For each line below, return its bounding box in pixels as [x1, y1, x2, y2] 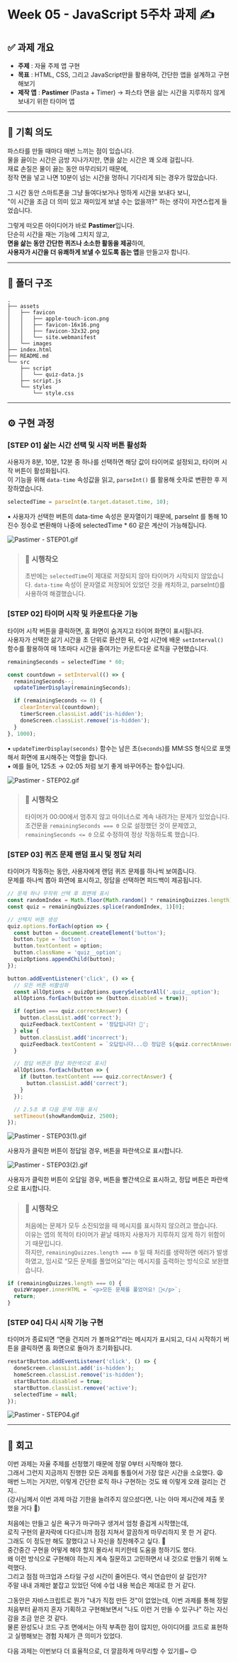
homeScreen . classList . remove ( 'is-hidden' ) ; [13, 1371, 144, 1379]
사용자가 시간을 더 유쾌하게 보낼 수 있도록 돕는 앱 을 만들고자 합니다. [7, 248, 190, 256]
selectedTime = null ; [13, 1391, 78, 1398]
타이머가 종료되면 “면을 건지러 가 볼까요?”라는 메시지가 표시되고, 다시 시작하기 [7, 1335, 222, 1343]
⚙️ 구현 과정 [7, 417, 55, 429]
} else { [13, 1027, 40, 1035]
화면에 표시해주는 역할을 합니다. [20, 753, 108, 761]
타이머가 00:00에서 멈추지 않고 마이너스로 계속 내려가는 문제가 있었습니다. [24, 812, 230, 820]
